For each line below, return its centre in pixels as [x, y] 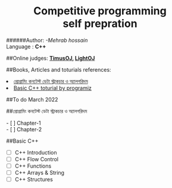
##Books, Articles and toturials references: [59, 69]
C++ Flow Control [36, 159]
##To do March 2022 [32, 99]
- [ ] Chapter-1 [24, 123]
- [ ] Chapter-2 [24, 129]
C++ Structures [34, 180]
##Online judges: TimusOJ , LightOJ [51, 58]
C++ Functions [33, 166]
